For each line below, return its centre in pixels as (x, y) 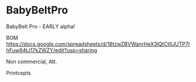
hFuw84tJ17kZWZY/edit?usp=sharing (52, 50)
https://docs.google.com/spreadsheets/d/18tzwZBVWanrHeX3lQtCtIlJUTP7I (98, 44)
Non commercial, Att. (32, 61)
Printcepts (18, 73)
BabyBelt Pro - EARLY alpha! (40, 26)
